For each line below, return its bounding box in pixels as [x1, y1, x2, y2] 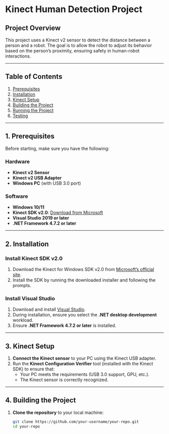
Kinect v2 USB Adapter [12, 175, 62, 181]
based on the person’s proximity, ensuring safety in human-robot [5, 48, 140, 53]
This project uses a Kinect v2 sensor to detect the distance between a [5, 37, 151, 43]
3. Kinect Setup [5, 342, 55, 350]
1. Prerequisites [5, 132, 55, 141]
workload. [12, 317, 34, 323]
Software [5, 193, 29, 200]
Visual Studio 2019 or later [12, 215, 69, 221]
